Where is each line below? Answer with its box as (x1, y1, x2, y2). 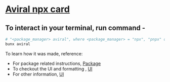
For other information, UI (12, 71, 64, 77)
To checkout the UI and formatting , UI (12, 65, 93, 71)
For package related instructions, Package (12, 60, 101, 66)
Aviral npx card (5, 4, 70, 15)
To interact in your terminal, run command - (5, 24, 146, 32)
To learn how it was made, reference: (5, 50, 83, 56)
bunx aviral (5, 41, 30, 46)
